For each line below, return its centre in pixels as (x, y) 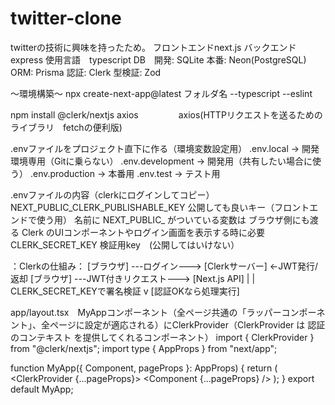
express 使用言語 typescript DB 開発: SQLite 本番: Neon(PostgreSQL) (158, 59)
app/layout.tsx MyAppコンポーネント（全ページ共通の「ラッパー (146, 312)
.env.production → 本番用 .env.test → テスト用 (125, 173)
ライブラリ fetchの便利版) (66, 127)
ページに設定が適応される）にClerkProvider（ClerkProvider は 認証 (187, 324)
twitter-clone (66, 18)
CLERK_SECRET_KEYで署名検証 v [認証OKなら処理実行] (125, 291)
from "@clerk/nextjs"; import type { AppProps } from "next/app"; (144, 348)
